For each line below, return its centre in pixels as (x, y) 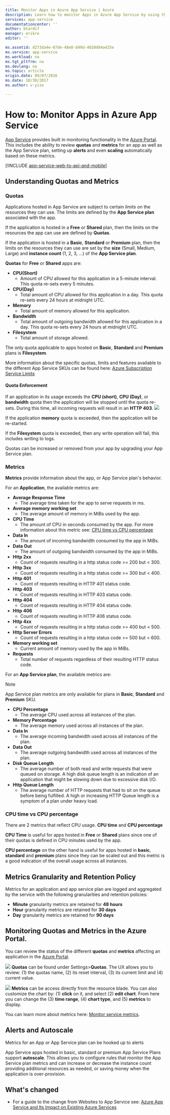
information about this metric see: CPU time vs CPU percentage (87, 530)
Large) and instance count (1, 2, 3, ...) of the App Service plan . (71, 254)
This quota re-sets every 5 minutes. (57, 284)
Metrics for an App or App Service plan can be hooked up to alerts (75, 1042)
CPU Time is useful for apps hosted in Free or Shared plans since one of (81, 835)
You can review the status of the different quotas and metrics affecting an (83, 951)
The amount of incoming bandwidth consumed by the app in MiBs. (90, 540)
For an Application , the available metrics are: (52, 487)
